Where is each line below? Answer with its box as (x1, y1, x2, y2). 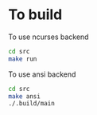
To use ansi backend (8, 69, 76, 79)
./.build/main (8, 100, 56, 108)
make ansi (8, 92, 41, 101)
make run (8, 54, 37, 63)
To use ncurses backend (8, 32, 89, 42)
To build (8, 6, 63, 24)
